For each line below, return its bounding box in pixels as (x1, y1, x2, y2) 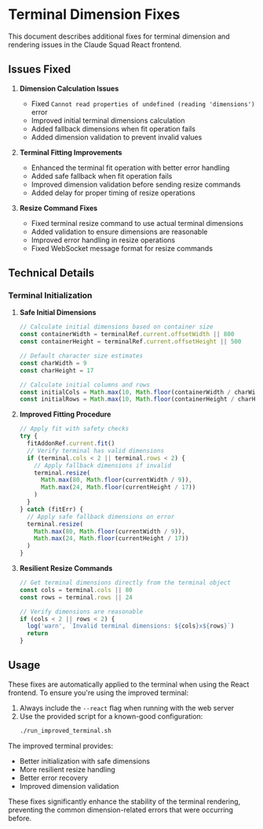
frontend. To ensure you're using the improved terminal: (8, 687, 189, 698)
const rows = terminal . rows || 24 (19, 593, 133, 601)
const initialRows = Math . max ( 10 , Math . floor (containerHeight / (19, 395, 235, 403)
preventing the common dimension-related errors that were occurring (8, 805, 234, 814)
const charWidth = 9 (19, 359, 87, 367)
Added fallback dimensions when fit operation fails (31, 124, 196, 133)
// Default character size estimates (19, 352, 144, 360)
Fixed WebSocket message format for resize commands (31, 243, 214, 253)
